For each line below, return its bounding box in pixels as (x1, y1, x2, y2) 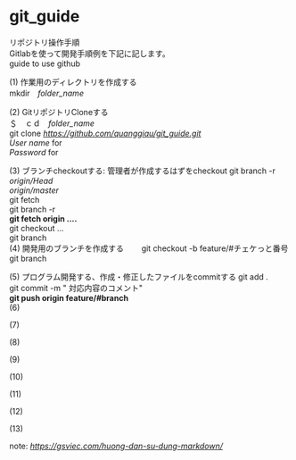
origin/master (9, 185, 60, 196)
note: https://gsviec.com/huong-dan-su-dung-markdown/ (9, 440, 224, 451)
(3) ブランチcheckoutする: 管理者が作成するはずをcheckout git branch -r (9, 165, 276, 176)
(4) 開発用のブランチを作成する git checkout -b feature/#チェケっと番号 (9, 243, 289, 254)
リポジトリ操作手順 (9, 37, 80, 47)
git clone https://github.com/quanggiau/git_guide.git (9, 128, 201, 138)
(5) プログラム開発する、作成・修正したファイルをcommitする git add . (9, 271, 269, 282)
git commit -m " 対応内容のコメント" (9, 282, 143, 293)
